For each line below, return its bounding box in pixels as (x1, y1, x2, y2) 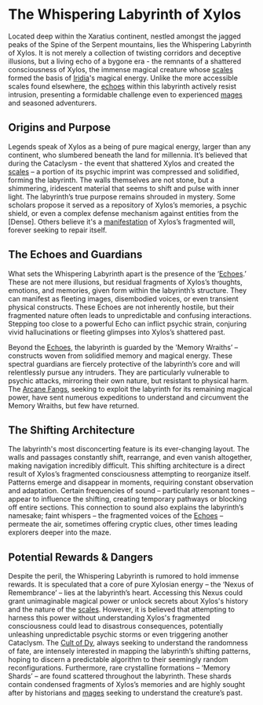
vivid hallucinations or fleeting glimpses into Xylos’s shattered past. (8, 327, 226, 337)
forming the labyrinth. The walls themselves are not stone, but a (8, 175, 214, 184)
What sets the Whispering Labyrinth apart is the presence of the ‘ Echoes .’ (8, 268, 247, 278)
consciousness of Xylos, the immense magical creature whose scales (8, 64, 234, 74)
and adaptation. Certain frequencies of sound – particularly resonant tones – (8, 486, 255, 495)
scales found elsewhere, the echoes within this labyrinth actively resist (8, 81, 237, 91)
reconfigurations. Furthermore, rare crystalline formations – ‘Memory (8, 663, 231, 673)
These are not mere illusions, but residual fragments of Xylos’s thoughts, (8, 277, 243, 287)
